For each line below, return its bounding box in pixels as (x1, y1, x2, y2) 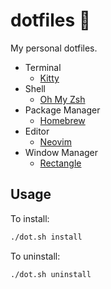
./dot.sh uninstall (10, 269, 92, 279)
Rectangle (39, 157, 82, 169)
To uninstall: (10, 250, 61, 262)
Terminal (24, 61, 62, 73)
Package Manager (24, 104, 101, 116)
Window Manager (24, 146, 99, 158)
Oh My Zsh (39, 93, 86, 105)
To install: (10, 212, 50, 224)
